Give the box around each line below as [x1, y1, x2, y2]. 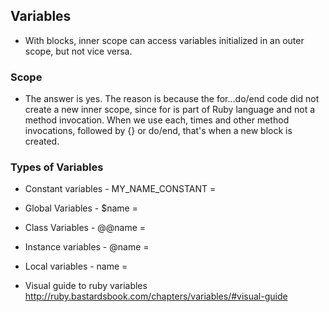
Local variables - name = [24, 260, 128, 273]
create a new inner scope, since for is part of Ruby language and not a [24, 104, 316, 116]
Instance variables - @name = [24, 241, 150, 253]
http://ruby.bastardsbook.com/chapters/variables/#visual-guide [24, 290, 288, 303]
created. [24, 135, 60, 148]
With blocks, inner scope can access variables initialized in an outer [24, 34, 305, 46]
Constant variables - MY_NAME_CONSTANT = [24, 183, 217, 195]
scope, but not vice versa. [24, 45, 133, 57]
